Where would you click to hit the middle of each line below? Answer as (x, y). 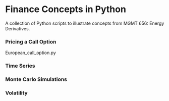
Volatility (16, 93)
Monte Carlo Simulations (36, 79)
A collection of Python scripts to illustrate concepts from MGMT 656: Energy (85, 23)
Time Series (20, 66)
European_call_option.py (31, 53)
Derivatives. (18, 28)
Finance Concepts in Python (66, 9)
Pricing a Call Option (31, 41)
